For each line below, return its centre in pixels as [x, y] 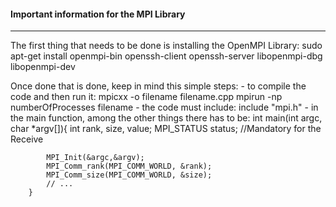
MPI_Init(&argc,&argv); [95, 158]
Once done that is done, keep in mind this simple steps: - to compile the [158, 86]
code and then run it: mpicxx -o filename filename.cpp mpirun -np [146, 97]
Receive [27, 139]
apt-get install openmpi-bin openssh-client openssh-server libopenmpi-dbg [166, 56]
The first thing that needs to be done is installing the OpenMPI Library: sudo [166, 46]
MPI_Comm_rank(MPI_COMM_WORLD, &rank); [129, 166]
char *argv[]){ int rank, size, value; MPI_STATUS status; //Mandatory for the [166, 129]
